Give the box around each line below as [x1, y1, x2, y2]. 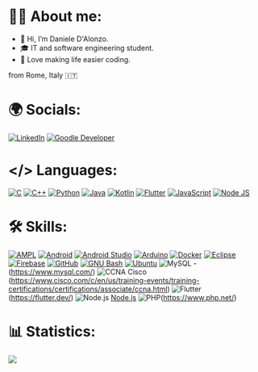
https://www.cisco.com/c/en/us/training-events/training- [10, 275, 200, 285]
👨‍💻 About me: [8, 7, 102, 26]
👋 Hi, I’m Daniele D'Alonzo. [19, 34, 109, 44]
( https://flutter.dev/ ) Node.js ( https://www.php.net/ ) [8, 292, 237, 302]
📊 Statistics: [8, 322, 96, 341]
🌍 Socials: [8, 101, 81, 119]
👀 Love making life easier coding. [19, 54, 131, 64]
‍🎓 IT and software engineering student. [19, 43, 155, 52]
